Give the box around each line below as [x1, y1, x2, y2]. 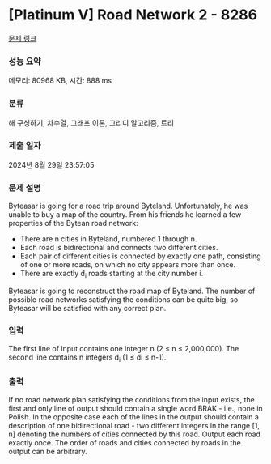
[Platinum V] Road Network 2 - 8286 [8, 6, 257, 24]
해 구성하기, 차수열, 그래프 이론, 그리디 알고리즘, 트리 [8, 117, 175, 127]
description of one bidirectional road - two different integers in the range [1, [8, 421, 260, 431]
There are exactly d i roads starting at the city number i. [19, 269, 204, 280]
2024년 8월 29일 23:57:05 [8, 160, 95, 169]
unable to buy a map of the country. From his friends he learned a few [8, 210, 242, 219]
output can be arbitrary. [8, 447, 87, 457]
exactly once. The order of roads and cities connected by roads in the [8, 438, 241, 448]
